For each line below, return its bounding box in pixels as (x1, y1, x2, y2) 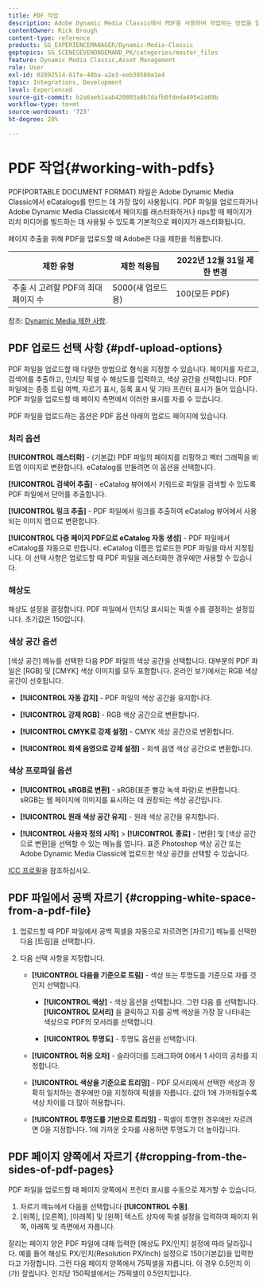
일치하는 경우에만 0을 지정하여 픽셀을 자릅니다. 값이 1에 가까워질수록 (46, 1087, 257, 1097)
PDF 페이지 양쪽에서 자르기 (8, 1150, 133, 1164)
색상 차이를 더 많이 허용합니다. (31, 1097, 126, 1107)
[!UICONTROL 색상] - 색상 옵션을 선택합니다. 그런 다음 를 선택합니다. (43, 997, 258, 1006)
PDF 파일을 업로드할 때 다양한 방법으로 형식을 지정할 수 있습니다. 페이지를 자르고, (8, 364, 259, 374)
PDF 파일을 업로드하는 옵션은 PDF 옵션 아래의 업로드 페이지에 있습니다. (8, 411, 228, 421)
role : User (8, 64, 44, 72)
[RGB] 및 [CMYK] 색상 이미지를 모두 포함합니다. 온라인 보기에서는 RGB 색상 (22, 666, 258, 676)
